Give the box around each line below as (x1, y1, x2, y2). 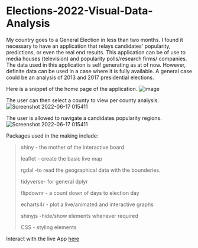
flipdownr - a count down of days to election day (20, 189, 140, 196)
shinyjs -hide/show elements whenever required (20, 212, 139, 219)
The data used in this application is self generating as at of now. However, (6, 61, 186, 68)
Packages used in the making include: (6, 132, 99, 139)
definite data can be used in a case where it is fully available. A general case (6, 67, 193, 74)
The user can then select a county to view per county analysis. (6, 96, 160, 104)
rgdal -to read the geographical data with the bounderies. (20, 167, 161, 174)
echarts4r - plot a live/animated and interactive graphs (20, 201, 154, 208)
